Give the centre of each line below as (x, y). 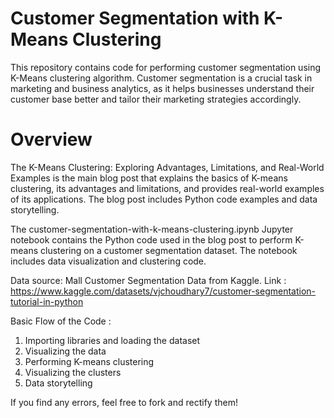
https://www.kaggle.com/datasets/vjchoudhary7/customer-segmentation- (163, 291)
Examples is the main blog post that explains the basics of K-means (149, 178)
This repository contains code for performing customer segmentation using (166, 67)
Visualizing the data (65, 351)
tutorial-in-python (47, 301)
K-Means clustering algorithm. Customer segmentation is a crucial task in (161, 78)
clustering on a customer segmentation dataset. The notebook (169, 250)
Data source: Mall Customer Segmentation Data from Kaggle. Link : (148, 280)
